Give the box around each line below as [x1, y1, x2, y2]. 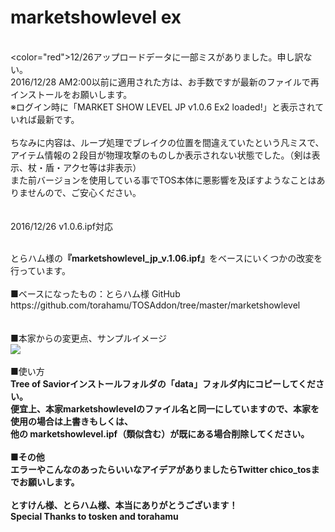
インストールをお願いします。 [10, 88, 133, 100]
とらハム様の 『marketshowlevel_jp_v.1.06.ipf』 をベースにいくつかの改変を [10, 252, 323, 264]
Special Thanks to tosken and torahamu [10, 510, 179, 522]
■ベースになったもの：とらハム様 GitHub [10, 287, 181, 300]
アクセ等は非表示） [62, 161, 142, 173]
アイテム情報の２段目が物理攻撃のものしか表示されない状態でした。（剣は [10, 149, 312, 161]
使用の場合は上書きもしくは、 [10, 415, 133, 427]
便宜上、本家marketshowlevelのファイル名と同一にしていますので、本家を [10, 402, 320, 415]
